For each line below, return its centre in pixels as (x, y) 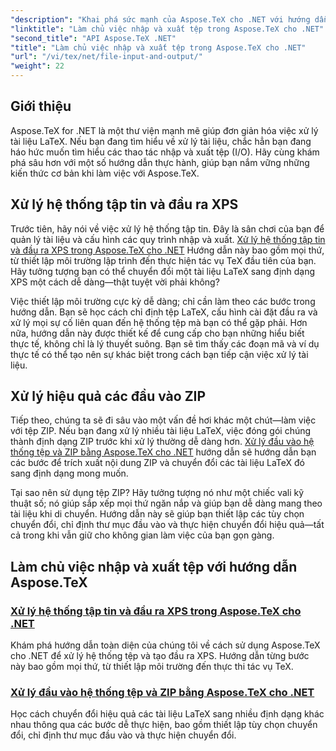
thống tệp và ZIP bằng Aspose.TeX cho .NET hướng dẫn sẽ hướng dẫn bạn (163, 452)
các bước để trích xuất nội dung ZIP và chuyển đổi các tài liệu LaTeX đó (157, 463)
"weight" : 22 (37, 66)
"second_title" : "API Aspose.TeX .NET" (93, 38)
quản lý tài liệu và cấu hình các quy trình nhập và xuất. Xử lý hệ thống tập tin (168, 239)
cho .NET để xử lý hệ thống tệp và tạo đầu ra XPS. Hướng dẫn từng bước (160, 656)
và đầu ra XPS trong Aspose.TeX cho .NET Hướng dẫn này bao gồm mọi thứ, (167, 250)
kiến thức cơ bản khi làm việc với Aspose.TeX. (105, 173)
